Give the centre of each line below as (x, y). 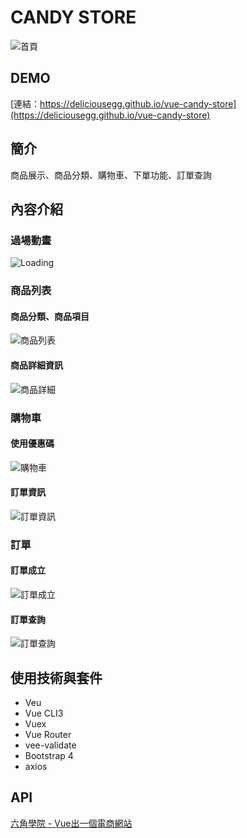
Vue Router (48, 735)
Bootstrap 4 (49, 756)
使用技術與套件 (56, 677)
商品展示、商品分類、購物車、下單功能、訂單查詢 (111, 175)
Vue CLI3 (44, 713)
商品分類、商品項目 (50, 316)
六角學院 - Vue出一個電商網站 (71, 823)
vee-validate (50, 745)
